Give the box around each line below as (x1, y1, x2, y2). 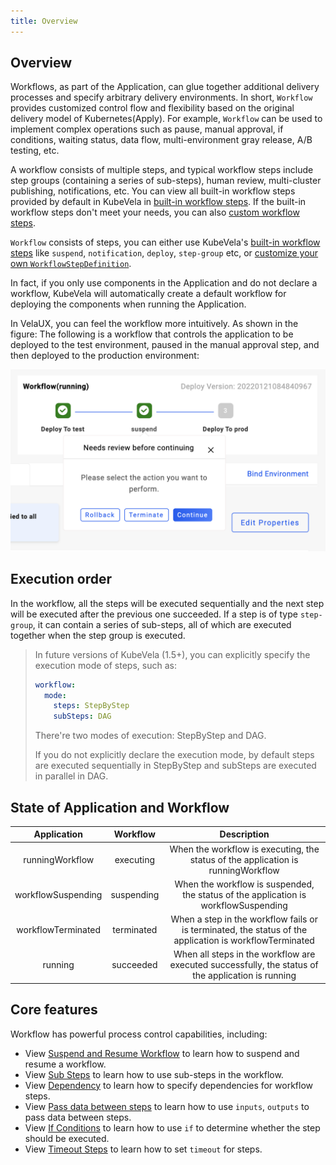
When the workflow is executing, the (169, 843, 320, 855)
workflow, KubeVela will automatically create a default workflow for (10, 288, 287, 300)
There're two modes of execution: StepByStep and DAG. (34, 730, 267, 742)
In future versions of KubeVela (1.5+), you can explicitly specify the (34, 648, 311, 660)
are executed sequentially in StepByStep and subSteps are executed (34, 760, 317, 772)
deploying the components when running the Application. (10, 298, 247, 310)
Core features (10, 1001, 98, 1019)
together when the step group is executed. (10, 629, 186, 641)
